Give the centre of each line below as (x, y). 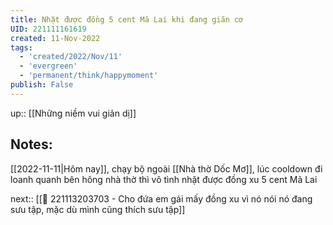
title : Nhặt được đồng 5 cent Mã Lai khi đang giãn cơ (127, 19)
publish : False (42, 85)
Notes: (31, 144)
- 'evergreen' (48, 66)
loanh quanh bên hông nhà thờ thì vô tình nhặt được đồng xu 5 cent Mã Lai (164, 179)
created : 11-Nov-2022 (55, 38)
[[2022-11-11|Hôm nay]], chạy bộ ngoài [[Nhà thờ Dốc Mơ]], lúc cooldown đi (166, 168)
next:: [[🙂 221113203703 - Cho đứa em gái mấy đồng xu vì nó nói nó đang (161, 198)
